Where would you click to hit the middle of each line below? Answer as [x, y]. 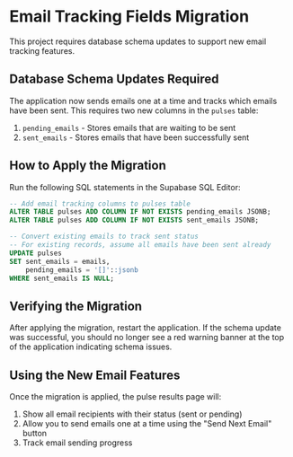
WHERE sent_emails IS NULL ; [62, 278]
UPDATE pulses [36, 253]
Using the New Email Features [95, 375]
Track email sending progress [77, 443]
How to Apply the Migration [88, 166]
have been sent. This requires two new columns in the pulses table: [134, 110]
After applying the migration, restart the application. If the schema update [145, 328]
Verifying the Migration [75, 306]
